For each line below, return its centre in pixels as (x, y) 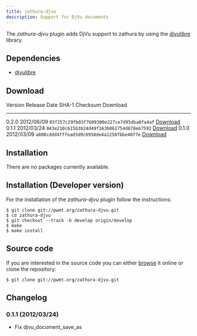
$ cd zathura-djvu (28, 215)
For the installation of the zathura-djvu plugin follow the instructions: (89, 199)
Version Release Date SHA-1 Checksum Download (67, 105)
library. (15, 40)
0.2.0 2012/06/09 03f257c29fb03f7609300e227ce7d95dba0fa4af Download (93, 122)
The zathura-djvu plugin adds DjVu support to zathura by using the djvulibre (98, 33)
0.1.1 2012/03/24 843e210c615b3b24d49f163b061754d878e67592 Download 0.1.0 (98, 128)
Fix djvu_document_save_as (48, 327)
